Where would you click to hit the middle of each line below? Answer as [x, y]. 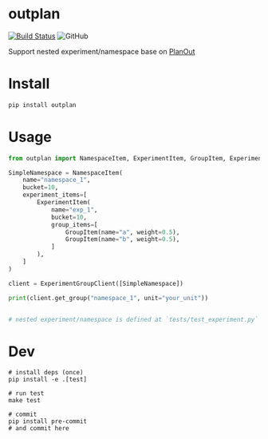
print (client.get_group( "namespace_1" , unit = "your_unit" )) [108, 298]
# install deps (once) [46, 373]
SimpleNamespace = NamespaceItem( [66, 172]
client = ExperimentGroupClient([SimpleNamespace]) [96, 283]
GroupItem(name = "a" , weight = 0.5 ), [122, 232]
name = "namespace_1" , [57, 180]
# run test [26, 394]
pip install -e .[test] [48, 380]
